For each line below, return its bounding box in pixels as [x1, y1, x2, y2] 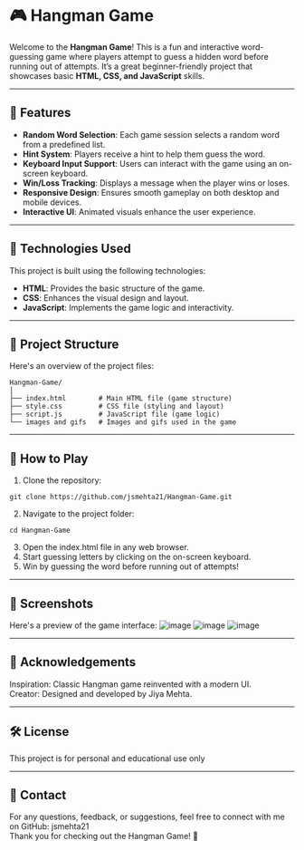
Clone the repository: [22, 475, 102, 486]
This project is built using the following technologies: [9, 265, 206, 275]
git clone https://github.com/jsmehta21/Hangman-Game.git [9, 493, 233, 502]
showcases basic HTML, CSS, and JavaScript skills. [9, 70, 205, 81]
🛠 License [9, 724, 70, 739]
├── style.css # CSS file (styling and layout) [9, 402, 224, 411]
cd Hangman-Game [9, 526, 71, 536]
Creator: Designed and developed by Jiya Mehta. [9, 688, 193, 699]
